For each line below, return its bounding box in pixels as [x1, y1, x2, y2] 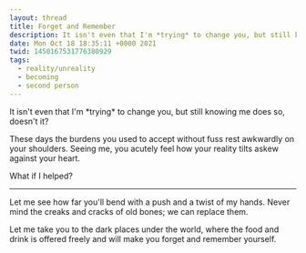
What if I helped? [9, 170, 73, 181]
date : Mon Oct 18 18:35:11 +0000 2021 [9, 38, 157, 48]
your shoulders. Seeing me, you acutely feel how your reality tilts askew [9, 143, 280, 154]
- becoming [17, 73, 59, 82]
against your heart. [9, 152, 80, 164]
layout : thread [9, 13, 67, 23]
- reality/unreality [17, 65, 96, 74]
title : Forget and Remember [9, 22, 117, 31]
